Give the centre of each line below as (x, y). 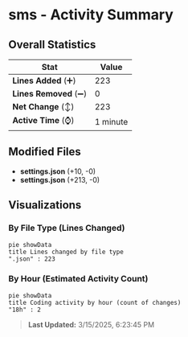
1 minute (111, 121)
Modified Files (45, 152)
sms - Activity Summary (91, 15)
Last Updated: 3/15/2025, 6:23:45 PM (91, 324)
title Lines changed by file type (66, 252)
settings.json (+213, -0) (60, 179)
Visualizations (45, 205)
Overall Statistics (52, 45)
